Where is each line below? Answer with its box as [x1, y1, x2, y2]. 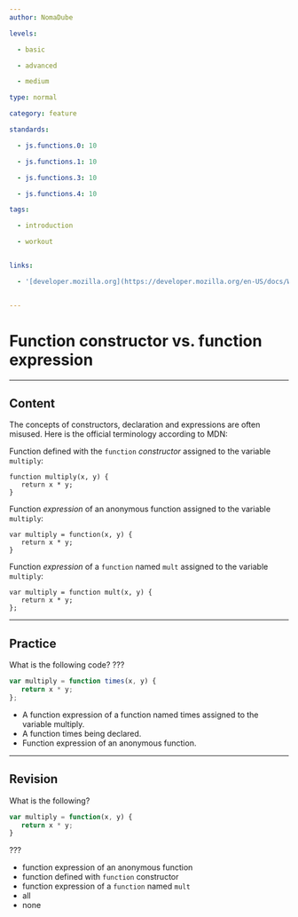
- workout [17, 237, 53, 247]
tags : [9, 205, 29, 214]
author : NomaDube [9, 12, 74, 22]
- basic [17, 45, 46, 54]
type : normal [9, 93, 58, 102]
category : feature [9, 109, 77, 118]
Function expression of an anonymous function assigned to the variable [9, 503, 271, 515]
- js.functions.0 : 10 [17, 141, 98, 150]
